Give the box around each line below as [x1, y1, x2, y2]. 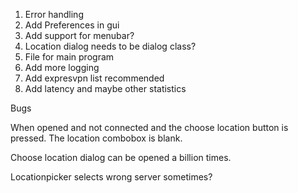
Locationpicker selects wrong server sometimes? [10, 171, 213, 183]
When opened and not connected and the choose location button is [10, 122, 289, 133]
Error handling [24, 9, 84, 20]
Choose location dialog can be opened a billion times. [10, 152, 232, 163]
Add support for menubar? [24, 30, 135, 41]
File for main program [24, 51, 115, 63]
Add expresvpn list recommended [24, 72, 165, 84]
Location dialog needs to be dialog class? [24, 40, 197, 52]
